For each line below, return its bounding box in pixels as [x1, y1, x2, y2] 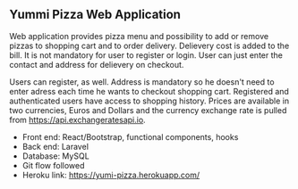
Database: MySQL [21, 151, 89, 161]
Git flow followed [21, 160, 85, 170]
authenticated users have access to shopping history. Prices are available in [9, 95, 289, 106]
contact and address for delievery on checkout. [9, 59, 184, 70]
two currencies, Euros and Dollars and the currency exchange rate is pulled [9, 104, 287, 115]
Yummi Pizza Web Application [9, 7, 182, 22]
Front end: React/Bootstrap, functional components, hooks [21, 131, 239, 142]
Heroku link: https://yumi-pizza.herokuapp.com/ [21, 169, 200, 180]
